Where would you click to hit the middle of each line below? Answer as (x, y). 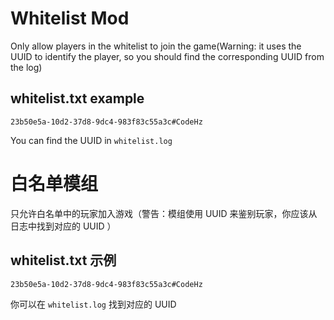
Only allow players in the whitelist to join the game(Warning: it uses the (156, 46)
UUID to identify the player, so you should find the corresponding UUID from (167, 56)
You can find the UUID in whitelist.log (91, 140)
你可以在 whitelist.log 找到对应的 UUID (93, 304)
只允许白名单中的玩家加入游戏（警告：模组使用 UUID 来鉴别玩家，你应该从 (164, 213)
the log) (26, 67)
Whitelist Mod (70, 18)
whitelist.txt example (77, 98)
